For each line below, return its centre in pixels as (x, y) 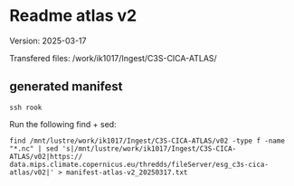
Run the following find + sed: (63, 124)
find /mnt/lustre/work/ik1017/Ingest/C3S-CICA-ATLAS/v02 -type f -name (147, 141)
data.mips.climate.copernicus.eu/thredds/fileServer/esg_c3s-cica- (139, 164)
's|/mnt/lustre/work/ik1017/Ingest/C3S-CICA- (149, 149)
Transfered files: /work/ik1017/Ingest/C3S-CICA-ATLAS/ (113, 58)
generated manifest (66, 87)
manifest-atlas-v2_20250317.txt (127, 172)
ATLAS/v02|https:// (46, 156)
